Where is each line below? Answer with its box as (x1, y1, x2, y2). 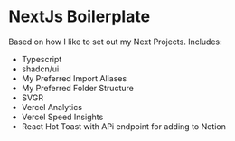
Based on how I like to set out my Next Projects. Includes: (8, 36, 222, 47)
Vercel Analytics (21, 101, 83, 112)
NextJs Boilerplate (8, 6, 151, 27)
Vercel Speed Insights (21, 111, 104, 122)
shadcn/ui (21, 63, 60, 74)
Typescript (21, 53, 62, 64)
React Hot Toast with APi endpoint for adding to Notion (21, 120, 227, 132)
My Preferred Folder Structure (21, 82, 135, 93)
